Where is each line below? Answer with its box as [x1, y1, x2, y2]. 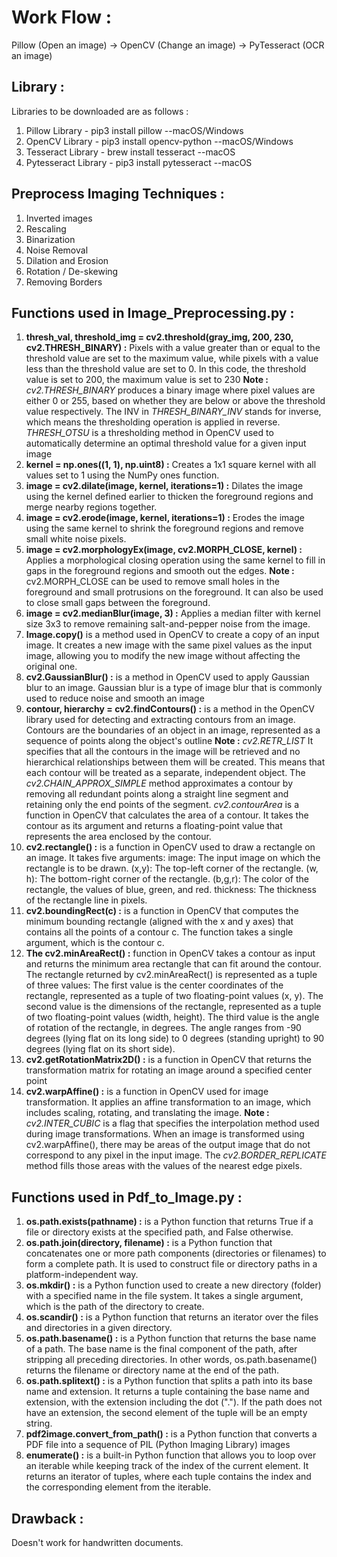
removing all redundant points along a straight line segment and [25, 788, 289, 800]
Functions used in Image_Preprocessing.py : [11, 304, 295, 321]
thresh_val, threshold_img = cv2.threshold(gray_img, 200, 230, [25, 331, 294, 343]
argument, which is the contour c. [25, 937, 165, 949]
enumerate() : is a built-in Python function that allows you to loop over [25, 1449, 317, 1461]
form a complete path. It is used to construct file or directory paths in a [25, 1258, 318, 1270]
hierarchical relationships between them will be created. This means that [25, 756, 326, 768]
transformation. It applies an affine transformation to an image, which [25, 1096, 312, 1108]
